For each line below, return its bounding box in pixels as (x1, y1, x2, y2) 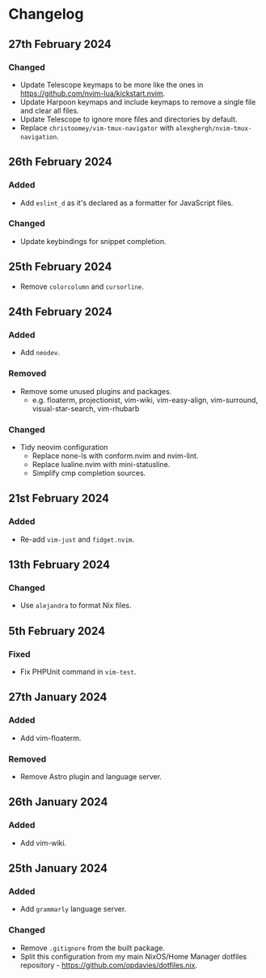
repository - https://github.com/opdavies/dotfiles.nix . (19, 960, 198, 970)
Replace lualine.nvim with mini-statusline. (32, 459, 171, 469)
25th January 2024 (8, 861, 108, 876)
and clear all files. (19, 105, 79, 115)
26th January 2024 (8, 796, 108, 809)
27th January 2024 (8, 690, 108, 704)
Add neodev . (19, 348, 61, 358)
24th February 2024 (8, 305, 113, 319)
